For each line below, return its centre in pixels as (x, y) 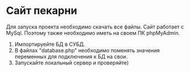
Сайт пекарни (42, 11)
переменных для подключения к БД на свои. (71, 56)
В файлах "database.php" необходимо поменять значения (87, 50)
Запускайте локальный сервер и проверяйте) (72, 63)
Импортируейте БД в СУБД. (50, 44)
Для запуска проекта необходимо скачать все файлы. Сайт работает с (95, 27)
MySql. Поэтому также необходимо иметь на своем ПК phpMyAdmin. (93, 33)
